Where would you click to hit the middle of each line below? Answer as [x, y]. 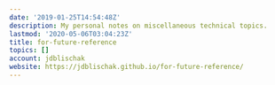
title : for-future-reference [63, 42]
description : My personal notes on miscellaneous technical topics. [138, 26]
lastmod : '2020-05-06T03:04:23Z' [71, 34]
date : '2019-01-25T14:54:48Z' [65, 17]
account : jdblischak [47, 58]
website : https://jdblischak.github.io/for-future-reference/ [126, 67]
